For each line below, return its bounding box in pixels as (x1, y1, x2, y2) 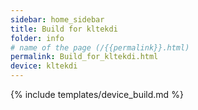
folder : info (10, 33, 65, 43)
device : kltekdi (10, 61, 78, 71)
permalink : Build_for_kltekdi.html (10, 52, 159, 62)
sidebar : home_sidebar (10, 14, 105, 25)
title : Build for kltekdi (10, 24, 118, 34)
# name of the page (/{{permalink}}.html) (10, 42, 190, 53)
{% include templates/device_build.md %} (10, 89, 184, 100)
